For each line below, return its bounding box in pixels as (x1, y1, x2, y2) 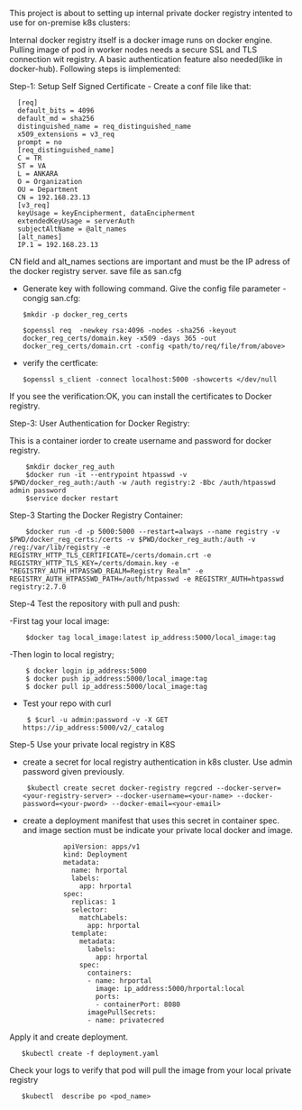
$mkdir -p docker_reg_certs (22, 310, 128, 319)
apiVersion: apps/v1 (62, 842, 141, 851)
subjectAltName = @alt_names (17, 225, 127, 234)
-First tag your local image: (9, 616, 110, 626)
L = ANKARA (17, 170, 59, 179)
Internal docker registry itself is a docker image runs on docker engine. (9, 35, 273, 45)
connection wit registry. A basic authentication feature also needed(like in (9, 54, 283, 64)
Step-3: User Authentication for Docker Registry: (9, 418, 190, 428)
